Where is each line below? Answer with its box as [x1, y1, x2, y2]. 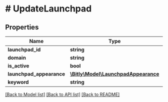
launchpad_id [7, 46, 41, 53]
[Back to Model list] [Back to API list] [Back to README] [5, 91, 120, 97]
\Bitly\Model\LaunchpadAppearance [69, 70, 159, 77]
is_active [7, 62, 29, 69]
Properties [5, 23, 39, 31]
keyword [7, 78, 29, 85]
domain [7, 54, 26, 61]
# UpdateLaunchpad [5, 3, 92, 14]
